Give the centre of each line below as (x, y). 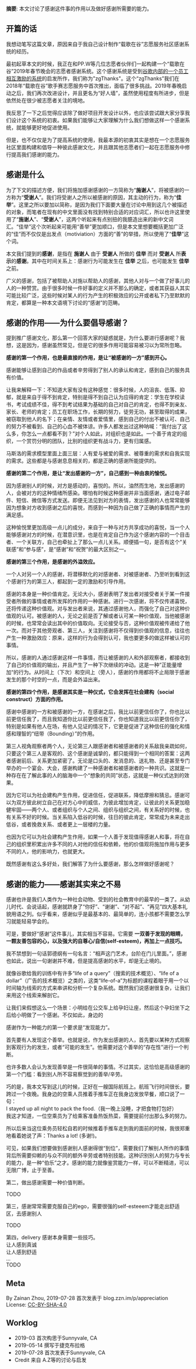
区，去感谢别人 (24, 1214)
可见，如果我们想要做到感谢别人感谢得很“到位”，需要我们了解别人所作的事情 (98, 1148)
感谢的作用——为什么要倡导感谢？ (67, 323)
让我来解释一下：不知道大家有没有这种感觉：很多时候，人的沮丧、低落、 (93, 390)
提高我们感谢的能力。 (36, 155)
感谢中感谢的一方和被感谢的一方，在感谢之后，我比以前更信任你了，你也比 (95, 712)
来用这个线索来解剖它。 (34, 995)
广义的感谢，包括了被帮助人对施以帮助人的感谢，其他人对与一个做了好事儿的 (98, 280)
